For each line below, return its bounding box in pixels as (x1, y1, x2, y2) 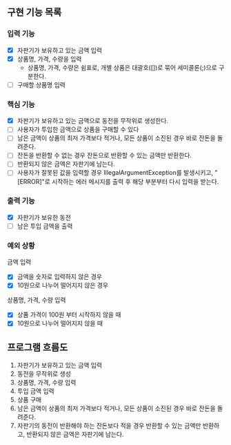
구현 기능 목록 (7, 6, 62, 19)
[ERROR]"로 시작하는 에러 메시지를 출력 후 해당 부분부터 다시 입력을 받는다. (17, 177, 219, 185)
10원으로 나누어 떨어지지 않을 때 (17, 319, 103, 328)
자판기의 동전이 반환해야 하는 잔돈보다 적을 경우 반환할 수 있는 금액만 (17, 422, 201, 430)
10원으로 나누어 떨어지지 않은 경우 (17, 281, 109, 290)
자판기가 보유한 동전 (17, 213, 71, 221)
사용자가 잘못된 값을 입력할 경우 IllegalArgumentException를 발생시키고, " (17, 169, 218, 177)
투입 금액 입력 (17, 387, 54, 395)
